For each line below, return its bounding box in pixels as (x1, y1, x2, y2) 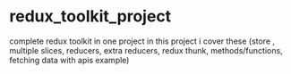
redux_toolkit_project (9, 6, 172, 27)
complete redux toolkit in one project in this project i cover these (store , (9, 36, 276, 46)
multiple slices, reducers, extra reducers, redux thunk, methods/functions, (9, 45, 284, 55)
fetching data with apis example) (9, 54, 130, 65)
